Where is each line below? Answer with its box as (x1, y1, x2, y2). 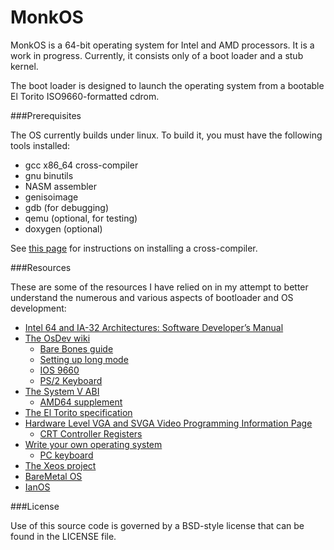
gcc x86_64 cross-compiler (24, 159, 139, 171)
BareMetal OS (24, 470, 83, 482)
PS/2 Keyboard (39, 374, 103, 386)
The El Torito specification (24, 406, 133, 418)
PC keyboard (39, 449, 94, 461)
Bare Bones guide (39, 342, 114, 355)
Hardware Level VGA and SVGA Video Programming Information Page (24, 417, 313, 429)
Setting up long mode (39, 353, 129, 365)
